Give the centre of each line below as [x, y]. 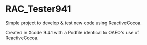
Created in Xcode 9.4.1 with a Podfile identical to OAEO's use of [72, 32]
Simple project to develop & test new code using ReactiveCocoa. [73, 23]
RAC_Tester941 [38, 9]
